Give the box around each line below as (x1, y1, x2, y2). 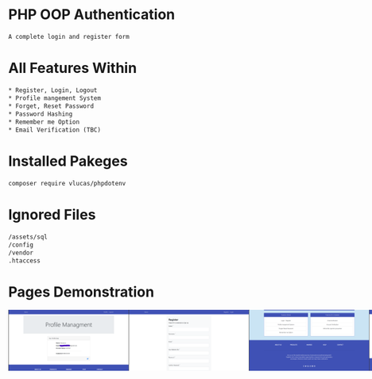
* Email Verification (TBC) (8, 125, 102, 134)
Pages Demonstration (8, 283, 155, 301)
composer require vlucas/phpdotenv (8, 179, 126, 187)
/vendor (8, 248, 34, 257)
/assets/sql (8, 232, 48, 241)
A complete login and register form (8, 33, 130, 40)
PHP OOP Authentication (8, 6, 176, 24)
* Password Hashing (8, 109, 73, 118)
